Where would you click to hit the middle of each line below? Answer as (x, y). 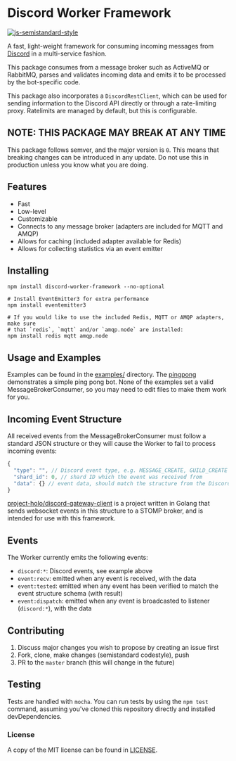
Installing (28, 270)
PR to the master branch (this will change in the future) (96, 662)
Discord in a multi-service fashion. (57, 53)
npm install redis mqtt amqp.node (58, 336)
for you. (19, 397)
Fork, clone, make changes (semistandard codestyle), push (103, 655)
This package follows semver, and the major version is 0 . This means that (113, 150)
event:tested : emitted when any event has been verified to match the (118, 586)
